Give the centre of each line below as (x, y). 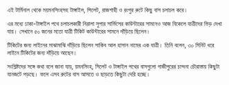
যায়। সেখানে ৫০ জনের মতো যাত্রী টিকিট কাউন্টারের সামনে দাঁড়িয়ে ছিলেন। (79, 31)
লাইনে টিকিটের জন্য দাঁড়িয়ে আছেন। (42, 53)
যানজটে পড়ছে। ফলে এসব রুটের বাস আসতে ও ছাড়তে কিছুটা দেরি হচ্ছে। (79, 74)
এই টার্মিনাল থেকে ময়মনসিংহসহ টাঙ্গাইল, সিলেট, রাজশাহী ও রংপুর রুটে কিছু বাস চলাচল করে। (98, 10)
